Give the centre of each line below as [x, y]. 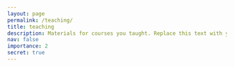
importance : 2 [28, 46]
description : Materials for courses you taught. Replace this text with [115, 33]
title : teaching [31, 27]
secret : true [26, 53]
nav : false [23, 40]
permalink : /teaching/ [40, 20]
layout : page [26, 14]
